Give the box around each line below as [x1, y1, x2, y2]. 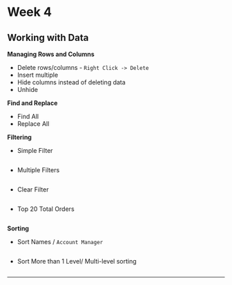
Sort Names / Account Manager [17, 238, 104, 246]
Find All [17, 112, 39, 120]
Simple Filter [17, 147, 53, 154]
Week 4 [7, 4, 52, 20]
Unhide [17, 86, 38, 93]
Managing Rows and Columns [7, 50, 95, 58]
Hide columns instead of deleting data [17, 78, 126, 86]
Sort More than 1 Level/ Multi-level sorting [17, 257, 137, 265]
